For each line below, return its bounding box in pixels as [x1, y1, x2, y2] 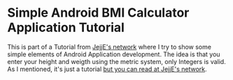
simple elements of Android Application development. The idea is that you [7, 50, 220, 58]
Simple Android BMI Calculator [7, 5, 190, 21]
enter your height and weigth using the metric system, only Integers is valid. [7, 57, 226, 65]
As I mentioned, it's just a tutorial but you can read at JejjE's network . [7, 65, 208, 73]
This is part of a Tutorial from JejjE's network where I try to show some [7, 42, 212, 51]
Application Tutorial [7, 19, 125, 35]
